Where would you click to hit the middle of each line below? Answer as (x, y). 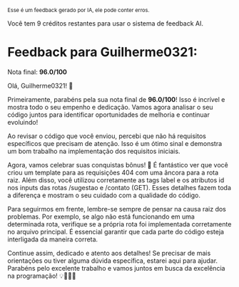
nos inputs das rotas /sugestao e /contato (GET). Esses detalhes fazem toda (119, 187)
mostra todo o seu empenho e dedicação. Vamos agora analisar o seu (110, 107)
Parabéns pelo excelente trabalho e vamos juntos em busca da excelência (116, 268)
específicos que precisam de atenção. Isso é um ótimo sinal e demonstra (115, 143)
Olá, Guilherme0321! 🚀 (40, 85)
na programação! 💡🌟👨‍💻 (42, 276)
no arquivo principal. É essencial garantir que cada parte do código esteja (116, 231)
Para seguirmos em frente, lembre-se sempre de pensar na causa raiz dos (117, 209)
